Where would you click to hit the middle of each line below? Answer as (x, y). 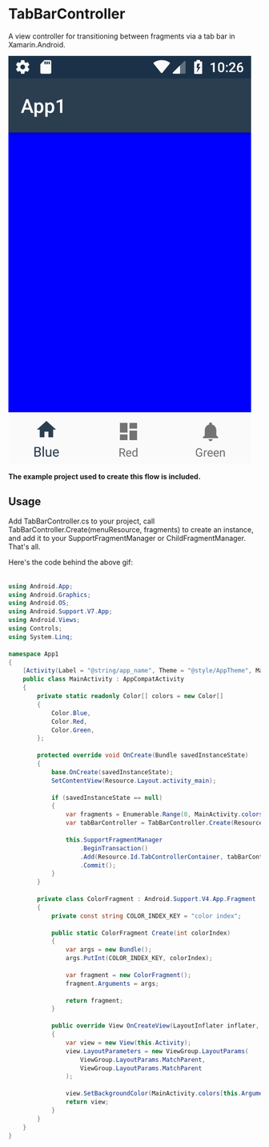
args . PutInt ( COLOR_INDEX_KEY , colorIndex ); (139, 959)
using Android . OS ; (39, 603)
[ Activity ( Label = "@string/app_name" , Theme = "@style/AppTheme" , (137, 671)
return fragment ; (94, 1000)
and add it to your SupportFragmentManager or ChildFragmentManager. (127, 538)
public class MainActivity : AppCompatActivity (103, 679)
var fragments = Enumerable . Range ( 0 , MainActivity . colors (164, 814)
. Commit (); (98, 865)
